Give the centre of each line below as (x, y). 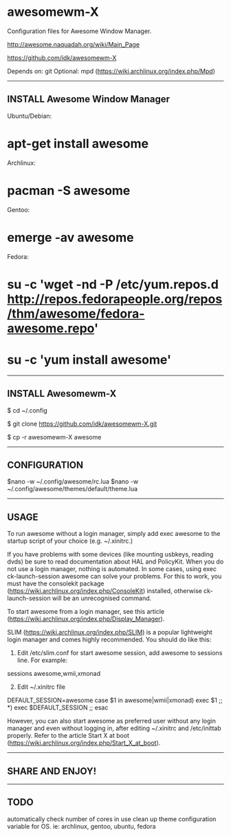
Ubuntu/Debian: (30, 116)
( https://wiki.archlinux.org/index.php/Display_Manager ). (86, 619)
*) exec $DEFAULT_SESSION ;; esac (58, 707)
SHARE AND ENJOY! (52, 771)
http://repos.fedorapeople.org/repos (115, 299)
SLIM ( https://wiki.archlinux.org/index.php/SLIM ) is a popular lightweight (110, 632)
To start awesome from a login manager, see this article (86, 612)
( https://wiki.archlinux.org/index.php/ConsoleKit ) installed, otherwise (105, 591)
